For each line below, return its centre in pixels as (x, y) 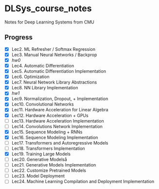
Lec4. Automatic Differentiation (43, 65)
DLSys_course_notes (48, 9)
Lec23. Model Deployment (38, 176)
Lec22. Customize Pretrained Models (49, 170)
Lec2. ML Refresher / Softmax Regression (53, 49)
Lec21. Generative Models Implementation (54, 165)
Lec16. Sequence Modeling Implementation (55, 137)
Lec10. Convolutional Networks (43, 104)
